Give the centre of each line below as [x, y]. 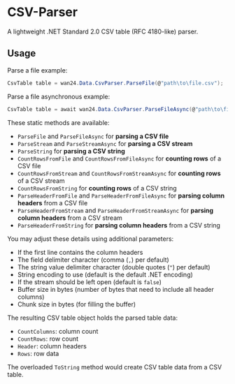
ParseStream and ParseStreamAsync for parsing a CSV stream [105, 143]
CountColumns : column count [58, 331]
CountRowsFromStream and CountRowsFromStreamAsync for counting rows [119, 173]
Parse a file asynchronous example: [59, 96]
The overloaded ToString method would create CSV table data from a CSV [115, 367]
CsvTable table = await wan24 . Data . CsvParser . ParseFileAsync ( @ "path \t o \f [117, 109]
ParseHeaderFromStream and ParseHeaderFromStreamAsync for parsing [115, 210]
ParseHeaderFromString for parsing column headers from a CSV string [119, 225]
